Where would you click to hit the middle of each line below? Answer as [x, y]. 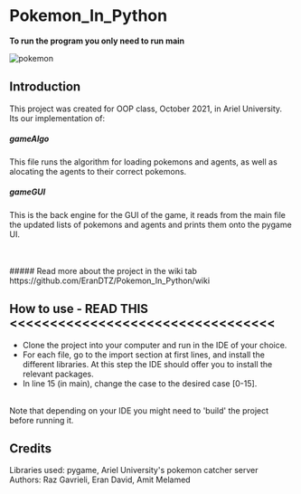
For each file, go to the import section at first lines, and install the [143, 355]
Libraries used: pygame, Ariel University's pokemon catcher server [134, 470]
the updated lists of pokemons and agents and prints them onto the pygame [150, 224]
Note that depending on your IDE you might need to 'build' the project [139, 410]
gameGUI [28, 192]
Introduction [45, 87]
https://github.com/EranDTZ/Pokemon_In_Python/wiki [110, 280]
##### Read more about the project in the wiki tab [103, 271]
